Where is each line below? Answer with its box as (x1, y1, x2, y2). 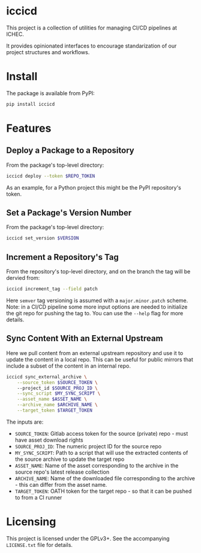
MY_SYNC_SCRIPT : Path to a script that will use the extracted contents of (14, 449, 188, 456)
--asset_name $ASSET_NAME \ (17, 396, 87, 403)
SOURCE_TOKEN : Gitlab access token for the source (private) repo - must (14, 430, 188, 437)
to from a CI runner (14, 493, 62, 501)
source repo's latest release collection (14, 468, 110, 475)
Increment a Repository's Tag (6, 252, 119, 262)
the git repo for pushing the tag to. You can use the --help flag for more (6, 310, 184, 317)
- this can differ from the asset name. (14, 481, 107, 488)
